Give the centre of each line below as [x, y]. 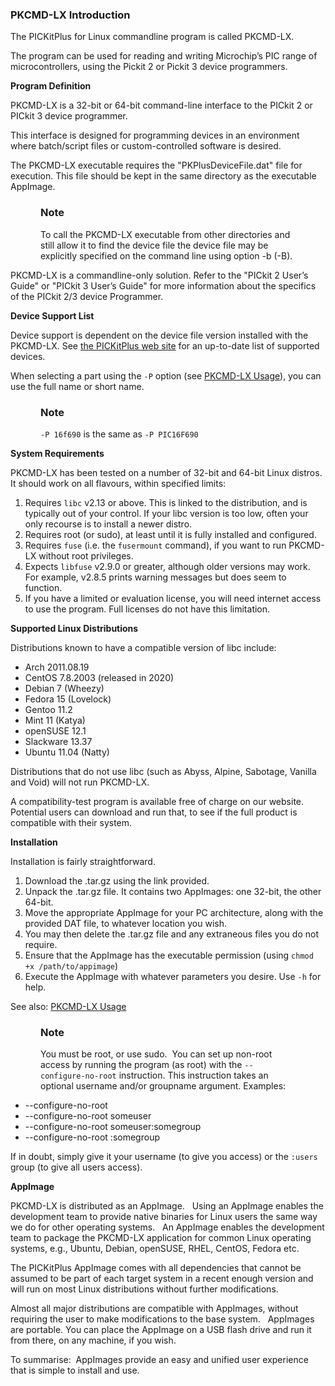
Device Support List [52, 315]
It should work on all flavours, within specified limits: [118, 483]
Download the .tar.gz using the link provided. [117, 880]
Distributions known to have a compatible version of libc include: [143, 647]
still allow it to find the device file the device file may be [154, 245]
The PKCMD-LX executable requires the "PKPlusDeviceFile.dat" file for [156, 165]
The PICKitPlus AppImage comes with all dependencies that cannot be [156, 1268]
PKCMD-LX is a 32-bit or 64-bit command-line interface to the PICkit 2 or [161, 105]
